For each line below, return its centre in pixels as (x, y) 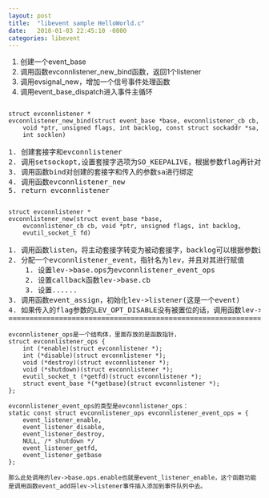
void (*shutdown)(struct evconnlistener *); (98, 370)
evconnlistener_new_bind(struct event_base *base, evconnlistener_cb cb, (134, 121)
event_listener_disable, (64, 428)
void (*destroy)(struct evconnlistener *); (96, 363)
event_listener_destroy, (64, 434)
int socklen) (44, 135)
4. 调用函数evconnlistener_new (67, 182)
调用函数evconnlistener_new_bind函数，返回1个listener (110, 72)
